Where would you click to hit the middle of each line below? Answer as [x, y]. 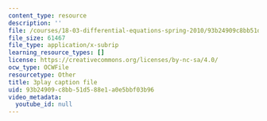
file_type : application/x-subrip [64, 45]
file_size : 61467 [37, 38]
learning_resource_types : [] [56, 53]
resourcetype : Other [43, 75]
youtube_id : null [44, 104]
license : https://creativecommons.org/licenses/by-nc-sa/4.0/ [113, 60]
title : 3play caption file [53, 82]
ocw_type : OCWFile [39, 68]
